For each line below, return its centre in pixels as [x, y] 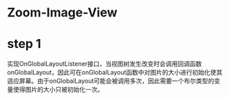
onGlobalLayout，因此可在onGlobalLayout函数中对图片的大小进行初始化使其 [115, 73]
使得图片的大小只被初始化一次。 [58, 90]
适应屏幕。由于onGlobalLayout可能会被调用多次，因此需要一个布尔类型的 [111, 81]
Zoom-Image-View [63, 13]
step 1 [24, 44]
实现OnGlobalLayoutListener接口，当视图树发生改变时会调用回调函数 [105, 64]
